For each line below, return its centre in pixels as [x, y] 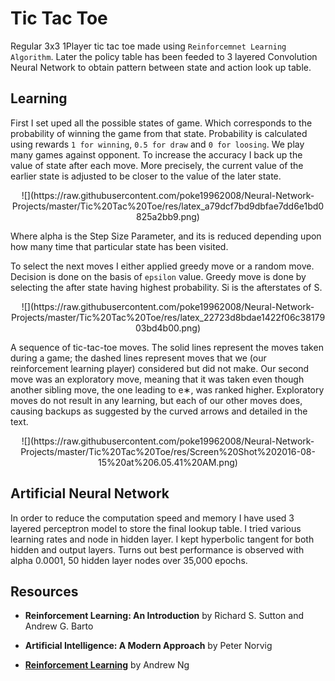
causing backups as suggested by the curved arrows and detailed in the [159, 411]
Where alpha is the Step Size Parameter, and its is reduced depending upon [166, 236]
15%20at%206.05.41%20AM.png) [168, 462]
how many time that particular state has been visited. [119, 246]
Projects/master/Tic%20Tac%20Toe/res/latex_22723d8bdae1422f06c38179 [168, 317]
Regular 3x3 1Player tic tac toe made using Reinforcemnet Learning [148, 46]
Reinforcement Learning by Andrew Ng [107, 665]
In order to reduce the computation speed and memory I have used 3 [152, 518]
